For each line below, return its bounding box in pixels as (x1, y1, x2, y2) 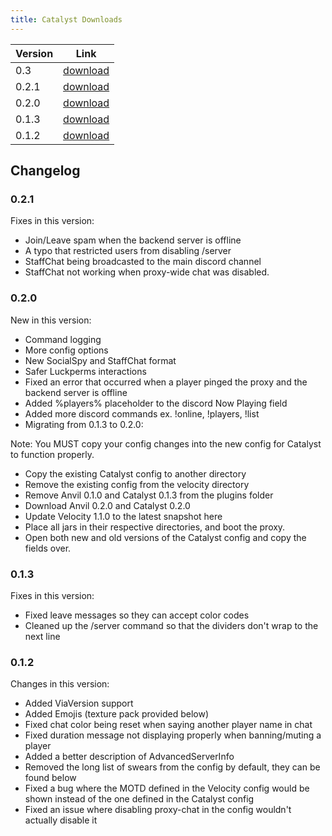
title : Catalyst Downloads (10, 14, 123, 25)
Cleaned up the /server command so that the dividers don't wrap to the (24, 619, 319, 631)
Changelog (10, 162, 81, 180)
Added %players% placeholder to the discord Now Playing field (24, 397, 288, 409)
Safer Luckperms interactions (24, 365, 147, 377)
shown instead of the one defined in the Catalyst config (24, 793, 255, 805)
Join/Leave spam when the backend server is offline (24, 234, 242, 246)
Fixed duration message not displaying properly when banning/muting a (24, 729, 322, 741)
